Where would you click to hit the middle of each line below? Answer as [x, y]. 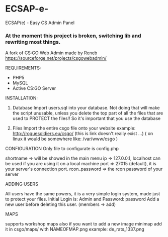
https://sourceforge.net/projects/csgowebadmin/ [56, 58]
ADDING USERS [22, 184]
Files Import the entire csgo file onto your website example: [74, 128]
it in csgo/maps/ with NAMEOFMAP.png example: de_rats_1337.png [75, 229]
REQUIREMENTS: [23, 68]
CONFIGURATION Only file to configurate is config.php [62, 149]
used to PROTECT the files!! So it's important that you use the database [87, 118]
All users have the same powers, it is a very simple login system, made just [83, 194]
